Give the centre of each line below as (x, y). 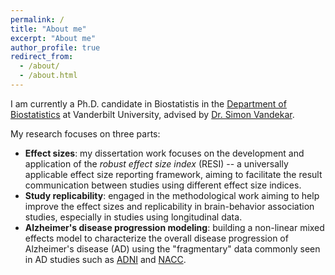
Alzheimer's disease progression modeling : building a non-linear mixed (174, 227)
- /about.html (48, 76)
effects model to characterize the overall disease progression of (156, 238)
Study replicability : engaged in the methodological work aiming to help (172, 195)
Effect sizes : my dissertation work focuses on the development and (164, 153)
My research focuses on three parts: (85, 133)
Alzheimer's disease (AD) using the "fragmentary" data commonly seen (172, 248)
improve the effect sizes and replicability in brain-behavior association (169, 206)
